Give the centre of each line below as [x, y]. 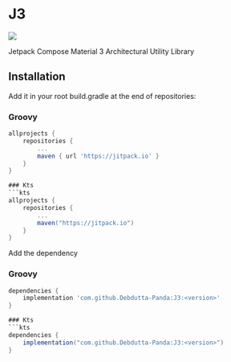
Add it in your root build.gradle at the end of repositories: [102, 96]
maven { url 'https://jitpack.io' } [98, 156]
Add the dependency [43, 253]
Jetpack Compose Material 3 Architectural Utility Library [101, 51]
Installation [37, 77]
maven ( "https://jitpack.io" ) [86, 223]
